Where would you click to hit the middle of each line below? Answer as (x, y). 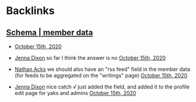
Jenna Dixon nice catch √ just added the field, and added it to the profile (102, 87)
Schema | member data (50, 33)
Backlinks (31, 11)
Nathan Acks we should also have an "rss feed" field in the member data (102, 69)
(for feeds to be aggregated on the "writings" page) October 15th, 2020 (101, 75)
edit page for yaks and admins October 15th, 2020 (75, 93)
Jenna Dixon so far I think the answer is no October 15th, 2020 (90, 58)
